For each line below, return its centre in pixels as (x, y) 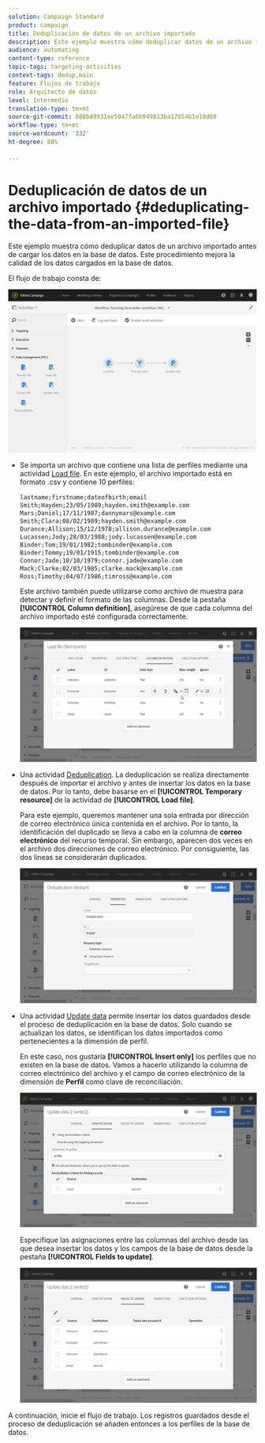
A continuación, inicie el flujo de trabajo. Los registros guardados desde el (129, 1415)
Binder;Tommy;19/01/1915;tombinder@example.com (99, 553)
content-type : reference (49, 59)
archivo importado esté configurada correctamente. (104, 616)
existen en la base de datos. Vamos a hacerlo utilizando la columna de (134, 1065)
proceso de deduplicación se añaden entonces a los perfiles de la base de (129, 1423)
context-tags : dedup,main (50, 75)
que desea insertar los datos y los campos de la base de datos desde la (136, 1248)
